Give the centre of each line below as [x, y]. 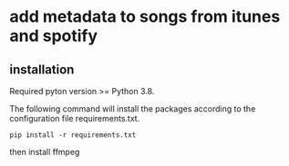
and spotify [54, 36]
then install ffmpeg [45, 152]
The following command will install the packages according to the [133, 109]
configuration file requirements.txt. [75, 118]
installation [42, 69]
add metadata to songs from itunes [145, 17]
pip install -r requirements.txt [73, 135]
